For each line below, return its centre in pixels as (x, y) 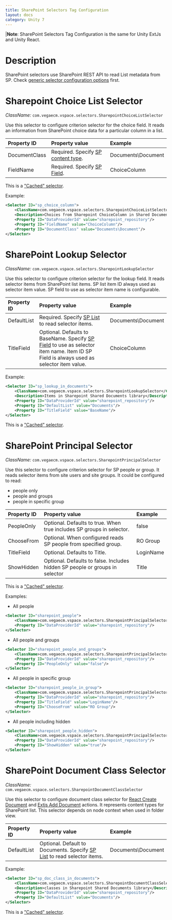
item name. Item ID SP (66, 352)
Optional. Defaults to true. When (82, 523)
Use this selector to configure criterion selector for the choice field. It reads (85, 125)
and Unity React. (23, 40)
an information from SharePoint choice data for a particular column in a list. (84, 131)
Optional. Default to (63, 843)
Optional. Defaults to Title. (75, 553)
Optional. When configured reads (84, 538)
